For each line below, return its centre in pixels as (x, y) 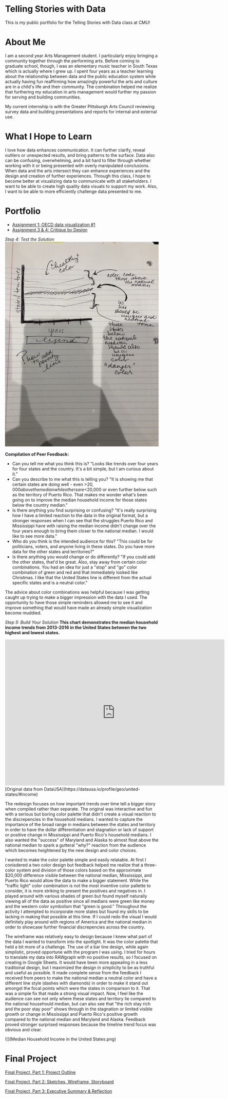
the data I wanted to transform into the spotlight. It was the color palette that (82, 942)
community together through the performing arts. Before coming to (72, 61)
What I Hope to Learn (49, 137)
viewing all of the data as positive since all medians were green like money (80, 901)
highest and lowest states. (32, 632)
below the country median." (40, 505)
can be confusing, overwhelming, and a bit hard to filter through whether (78, 160)
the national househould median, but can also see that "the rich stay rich (78, 1004)
